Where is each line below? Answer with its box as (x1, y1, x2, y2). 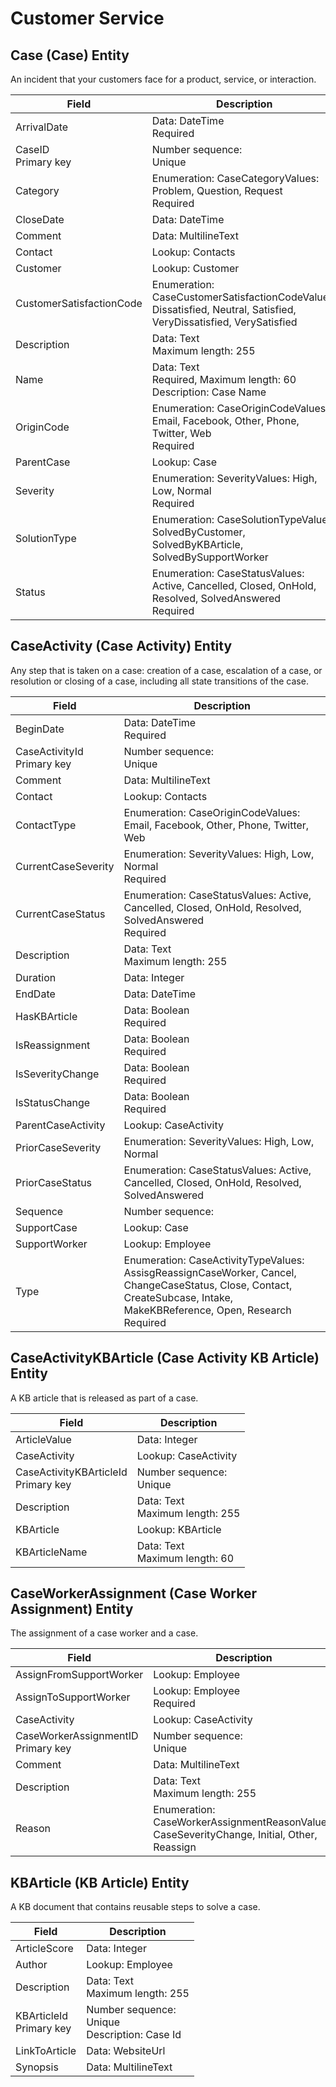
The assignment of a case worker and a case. (10, 1627, 199, 1639)
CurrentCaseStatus (15, 907, 106, 921)
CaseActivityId (15, 744, 84, 758)
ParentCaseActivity (15, 1118, 106, 1132)
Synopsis (15, 2060, 59, 2074)
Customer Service (10, 7, 165, 30)
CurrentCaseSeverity (15, 859, 115, 873)
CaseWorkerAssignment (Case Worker (10, 1585, 257, 1602)
